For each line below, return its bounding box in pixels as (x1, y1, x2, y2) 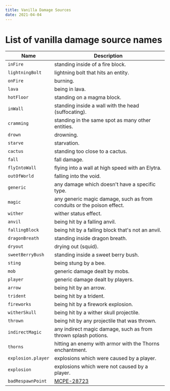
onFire (8, 78, 24, 84)
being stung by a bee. (54, 259, 106, 267)
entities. (54, 123, 73, 130)
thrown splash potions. (54, 332, 109, 339)
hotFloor (8, 94, 29, 101)
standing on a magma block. (54, 94, 121, 101)
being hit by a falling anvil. (54, 218, 116, 225)
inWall (8, 106, 24, 112)
